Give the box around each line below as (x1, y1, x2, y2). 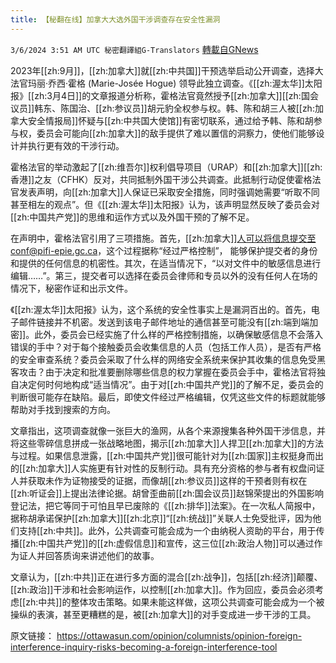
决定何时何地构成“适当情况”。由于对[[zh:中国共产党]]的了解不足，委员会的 (18, 378, 324, 390)
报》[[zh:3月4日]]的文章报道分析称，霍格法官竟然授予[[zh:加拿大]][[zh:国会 (10, 89, 319, 101)
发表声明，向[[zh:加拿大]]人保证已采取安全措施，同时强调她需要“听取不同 (18, 186, 320, 198)
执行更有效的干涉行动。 (27, 139, 125, 151)
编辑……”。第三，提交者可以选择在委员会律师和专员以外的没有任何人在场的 (10, 269, 318, 281)
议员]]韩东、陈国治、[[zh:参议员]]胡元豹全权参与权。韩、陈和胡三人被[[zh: (10, 102, 315, 114)
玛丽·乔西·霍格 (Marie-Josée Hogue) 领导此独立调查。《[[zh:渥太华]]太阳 (27, 77, 323, 89)
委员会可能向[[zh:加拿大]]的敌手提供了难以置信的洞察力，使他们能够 (36, 127, 317, 139)
